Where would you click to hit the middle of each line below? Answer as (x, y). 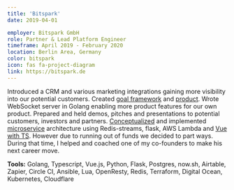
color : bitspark (31, 59)
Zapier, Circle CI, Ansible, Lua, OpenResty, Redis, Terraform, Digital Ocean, (115, 171)
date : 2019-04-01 (32, 20)
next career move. (34, 150)
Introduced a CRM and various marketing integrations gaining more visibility (116, 91)
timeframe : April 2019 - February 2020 (65, 46)
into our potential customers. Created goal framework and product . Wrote (113, 99)
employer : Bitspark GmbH (43, 33)
